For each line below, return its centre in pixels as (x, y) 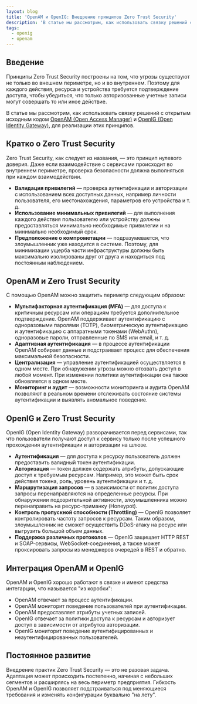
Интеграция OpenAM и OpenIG (65, 568)
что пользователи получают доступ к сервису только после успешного (96, 439)
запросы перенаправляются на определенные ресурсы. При (91, 494)
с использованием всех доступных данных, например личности (95, 194)
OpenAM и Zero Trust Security (63, 281)
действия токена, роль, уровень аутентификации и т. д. (84, 481)
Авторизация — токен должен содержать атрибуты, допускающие (99, 469)
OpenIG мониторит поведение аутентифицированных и (84, 631)
